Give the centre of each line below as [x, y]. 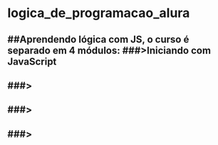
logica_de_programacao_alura [99, 13]
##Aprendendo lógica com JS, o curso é [98, 39]
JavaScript [32, 61]
